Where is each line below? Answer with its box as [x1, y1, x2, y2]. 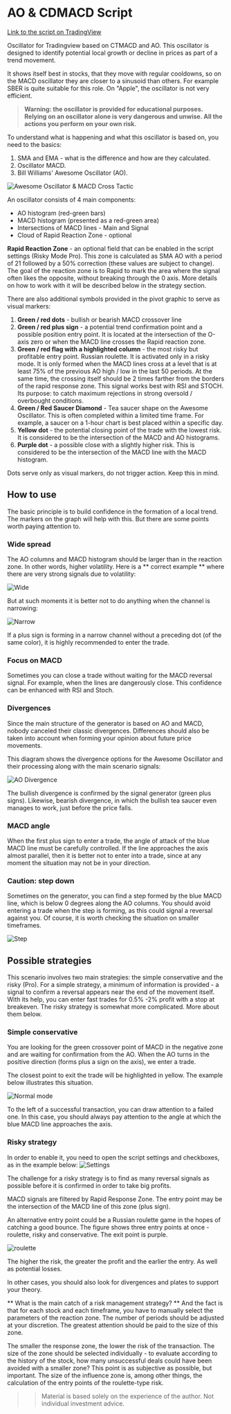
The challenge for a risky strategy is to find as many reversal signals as [7, 1173, 210, 1182]
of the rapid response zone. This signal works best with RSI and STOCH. [17, 381, 223, 390]
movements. [7, 741, 43, 749]
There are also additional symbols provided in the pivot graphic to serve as [7, 295, 220, 303]
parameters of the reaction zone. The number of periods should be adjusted [7, 1313, 224, 1322]
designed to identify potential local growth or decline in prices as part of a [7, 49, 218, 57]
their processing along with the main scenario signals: [7, 762, 161, 770]
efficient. [7, 91, 33, 100]
